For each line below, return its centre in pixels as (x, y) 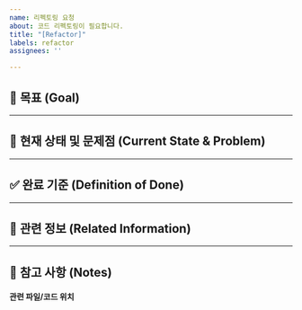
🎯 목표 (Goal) (44, 97)
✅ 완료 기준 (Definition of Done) (97, 185)
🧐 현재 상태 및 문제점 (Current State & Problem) (138, 142)
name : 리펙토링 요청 (42, 18)
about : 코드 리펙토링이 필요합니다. (67, 26)
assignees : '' (36, 51)
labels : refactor (42, 43)
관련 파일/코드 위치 (42, 297)
